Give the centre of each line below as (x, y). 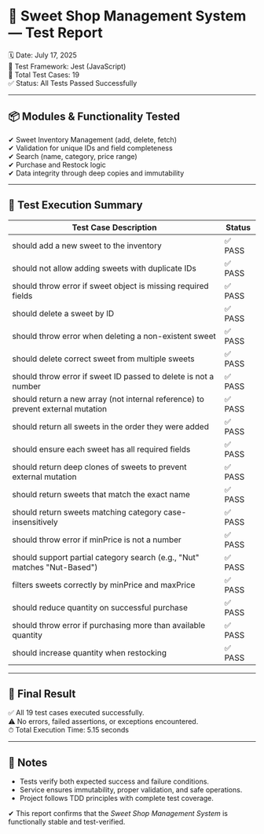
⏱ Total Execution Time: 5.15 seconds (69, 730)
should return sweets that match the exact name (101, 494)
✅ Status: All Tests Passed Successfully (73, 83)
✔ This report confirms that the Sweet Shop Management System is (118, 814)
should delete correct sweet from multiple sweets (103, 359)
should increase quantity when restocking (90, 652)
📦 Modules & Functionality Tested (94, 117)
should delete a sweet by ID (63, 313)
